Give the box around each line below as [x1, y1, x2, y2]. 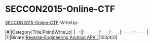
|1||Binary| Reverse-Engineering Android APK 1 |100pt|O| [5, 34, 117, 40]
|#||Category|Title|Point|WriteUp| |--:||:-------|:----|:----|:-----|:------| [5, 29, 149, 35]
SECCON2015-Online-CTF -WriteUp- [5, 20, 79, 25]
